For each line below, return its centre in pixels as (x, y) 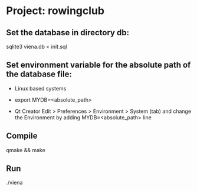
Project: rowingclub (55, 11)
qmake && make (26, 150)
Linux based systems (40, 88)
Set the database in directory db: (68, 33)
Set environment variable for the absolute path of (98, 65)
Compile (22, 136)
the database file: (39, 74)
